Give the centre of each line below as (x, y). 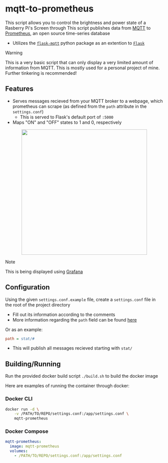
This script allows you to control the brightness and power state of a (76, 23)
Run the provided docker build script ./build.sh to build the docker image (82, 376)
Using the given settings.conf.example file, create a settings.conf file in (80, 299)
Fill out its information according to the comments (64, 315)
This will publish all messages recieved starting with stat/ (72, 348)
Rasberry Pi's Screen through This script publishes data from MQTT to (78, 28)
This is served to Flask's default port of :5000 (67, 117)
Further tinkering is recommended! (41, 73)
